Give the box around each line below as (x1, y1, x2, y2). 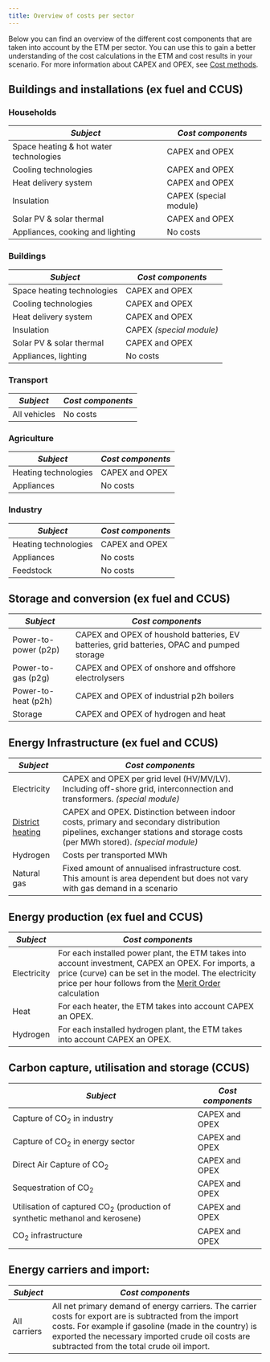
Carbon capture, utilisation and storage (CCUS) (8, 1061, 251, 1075)
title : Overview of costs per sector (8, 11, 135, 20)
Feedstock (12, 564, 52, 575)
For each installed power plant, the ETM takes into (57, 947, 247, 959)
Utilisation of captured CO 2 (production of (12, 1200, 171, 1213)
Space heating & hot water (12, 141, 112, 153)
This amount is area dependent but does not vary (62, 873, 249, 884)
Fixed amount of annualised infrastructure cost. (62, 863, 242, 874)
